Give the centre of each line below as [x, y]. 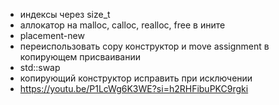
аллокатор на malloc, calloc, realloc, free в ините [122, 25]
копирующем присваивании [80, 57]
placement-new [52, 35]
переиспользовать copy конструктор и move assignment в [144, 46]
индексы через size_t [65, 14]
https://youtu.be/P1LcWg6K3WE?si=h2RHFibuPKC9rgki [134, 88]
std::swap [40, 67]
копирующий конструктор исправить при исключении [136, 78]
